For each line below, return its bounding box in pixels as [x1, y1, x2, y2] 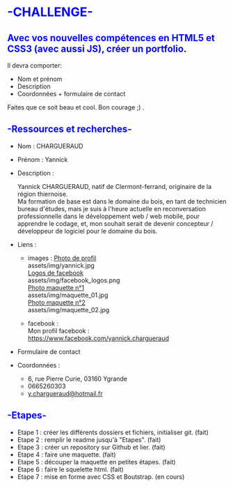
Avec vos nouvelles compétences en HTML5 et [7, 32, 216, 44]
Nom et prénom [17, 75, 63, 83]
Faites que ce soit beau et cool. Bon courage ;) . [7, 103, 145, 112]
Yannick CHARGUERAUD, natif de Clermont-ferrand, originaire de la [17, 182, 212, 190]
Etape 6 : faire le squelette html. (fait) [17, 465, 124, 473]
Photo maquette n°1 [27, 283, 85, 291]
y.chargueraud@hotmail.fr [27, 389, 103, 397]
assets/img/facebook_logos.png [27, 276, 120, 284]
